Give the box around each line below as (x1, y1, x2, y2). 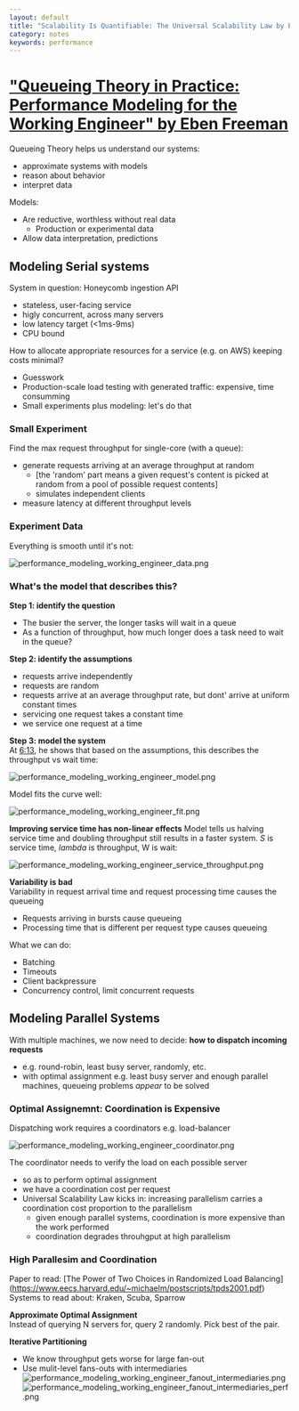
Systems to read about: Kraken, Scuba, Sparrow (9, 1293, 186, 1303)
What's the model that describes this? (9, 580, 178, 592)
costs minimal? (9, 355, 64, 365)
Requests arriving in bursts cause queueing (21, 912, 182, 923)
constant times (21, 699, 77, 710)
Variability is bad (9, 876, 73, 887)
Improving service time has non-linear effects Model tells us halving (9, 823, 264, 833)
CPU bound (21, 328, 65, 338)
